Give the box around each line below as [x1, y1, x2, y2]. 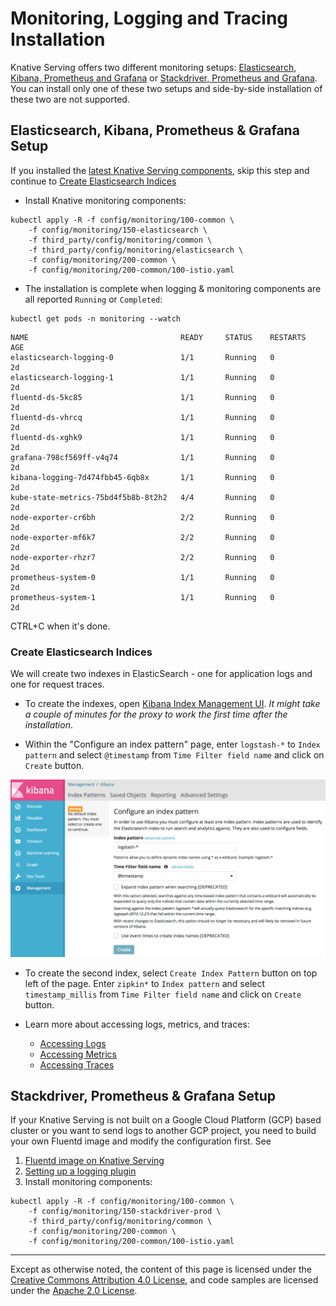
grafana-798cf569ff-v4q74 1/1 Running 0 [10, 452, 275, 462]
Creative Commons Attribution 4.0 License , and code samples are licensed [10, 1274, 319, 1286]
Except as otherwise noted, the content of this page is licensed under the [10, 1263, 313, 1276]
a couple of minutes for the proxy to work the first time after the [24, 708, 288, 721]
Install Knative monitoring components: [24, 194, 187, 206]
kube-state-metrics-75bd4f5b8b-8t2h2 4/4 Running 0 [10, 492, 275, 502]
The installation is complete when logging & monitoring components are [24, 282, 322, 294]
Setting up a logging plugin [24, 1165, 137, 1177]
